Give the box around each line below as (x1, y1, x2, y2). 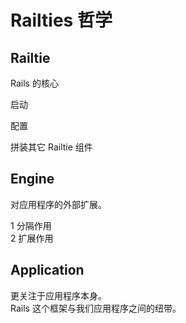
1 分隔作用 (10, 219, 52, 231)
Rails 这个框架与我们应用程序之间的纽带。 (10, 302, 182, 314)
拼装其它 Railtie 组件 (10, 141, 93, 153)
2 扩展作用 (10, 232, 54, 244)
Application (10, 262, 85, 279)
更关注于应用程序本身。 (10, 289, 107, 301)
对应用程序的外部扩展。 (10, 198, 107, 210)
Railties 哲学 (10, 9, 113, 32)
